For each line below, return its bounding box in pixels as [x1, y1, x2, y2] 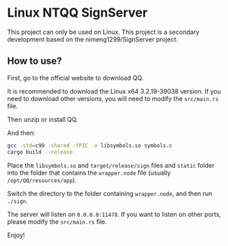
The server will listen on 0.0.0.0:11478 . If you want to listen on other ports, [7, 210, 222, 218]
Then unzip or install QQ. [7, 115, 79, 123]
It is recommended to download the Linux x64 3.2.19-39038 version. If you [7, 87, 221, 95]
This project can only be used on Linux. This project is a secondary [7, 28, 199, 36]
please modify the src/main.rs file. [7, 217, 108, 226]
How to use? [7, 55, 63, 67]
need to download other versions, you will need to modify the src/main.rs [7, 94, 219, 103]
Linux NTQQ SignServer [7, 5, 148, 21]
